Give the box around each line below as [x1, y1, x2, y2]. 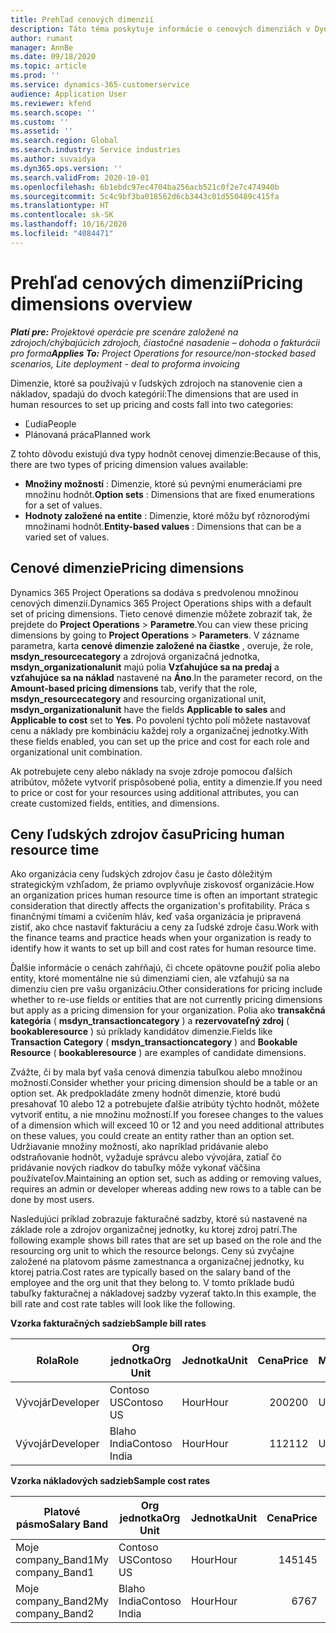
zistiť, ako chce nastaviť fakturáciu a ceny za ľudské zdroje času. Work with [10, 921, 319, 933]
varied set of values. [24, 531, 110, 543]
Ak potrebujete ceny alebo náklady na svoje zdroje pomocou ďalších [10, 765, 293, 777]
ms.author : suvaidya [10, 154, 97, 164]
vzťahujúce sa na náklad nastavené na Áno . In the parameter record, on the [10, 671, 323, 683]
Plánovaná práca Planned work [24, 428, 152, 440]
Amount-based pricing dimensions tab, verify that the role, [10, 682, 258, 694]
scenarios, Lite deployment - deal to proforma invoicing [10, 357, 240, 370]
